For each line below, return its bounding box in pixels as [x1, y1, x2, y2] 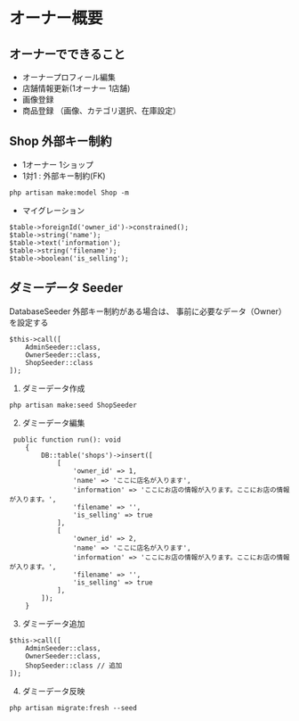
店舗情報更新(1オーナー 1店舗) [21, 83, 131, 94]
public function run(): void [12, 435, 122, 444]
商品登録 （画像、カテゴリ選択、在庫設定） [21, 105, 181, 116]
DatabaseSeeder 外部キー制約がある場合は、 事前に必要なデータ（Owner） [9, 305, 287, 317]
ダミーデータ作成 [21, 383, 85, 394]
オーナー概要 [9, 8, 104, 29]
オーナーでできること [9, 46, 126, 62]
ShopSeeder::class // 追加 [25, 661, 123, 670]
